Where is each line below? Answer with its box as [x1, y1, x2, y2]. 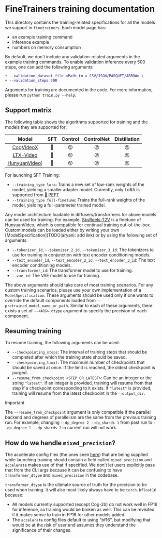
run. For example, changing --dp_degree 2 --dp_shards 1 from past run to [5, 420, 153, 425]
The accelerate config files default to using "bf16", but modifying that [12, 517, 151, 523]
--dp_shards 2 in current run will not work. [33, 425, 118, 431]
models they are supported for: [5, 124, 67, 130]
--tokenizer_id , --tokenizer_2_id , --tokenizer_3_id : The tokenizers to [12, 247, 154, 252]
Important [5, 400, 25, 406]
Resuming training [5, 327, 61, 335]
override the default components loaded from [5, 297, 96, 303]
